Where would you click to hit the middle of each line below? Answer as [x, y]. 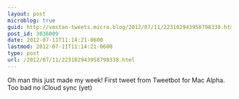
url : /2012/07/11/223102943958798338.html [71, 60]
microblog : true [31, 21]
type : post [23, 54]
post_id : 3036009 [33, 34]
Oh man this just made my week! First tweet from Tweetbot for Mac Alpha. [116, 80]
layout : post [27, 14]
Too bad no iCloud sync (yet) [50, 87]
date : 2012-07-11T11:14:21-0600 [55, 40]
